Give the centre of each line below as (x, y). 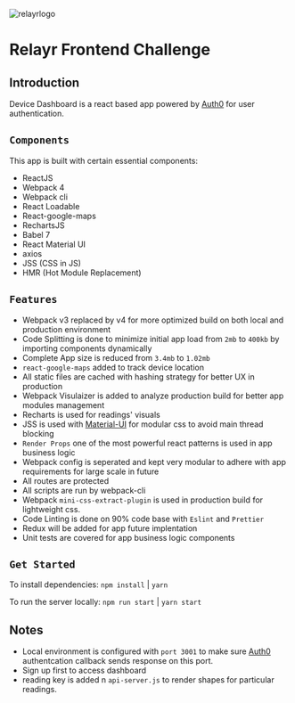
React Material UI (54, 244)
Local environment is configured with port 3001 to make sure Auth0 (147, 651)
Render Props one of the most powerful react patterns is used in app (147, 443)
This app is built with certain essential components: (104, 160)
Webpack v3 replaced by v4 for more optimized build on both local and (153, 320)
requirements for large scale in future (90, 471)
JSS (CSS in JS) (52, 263)
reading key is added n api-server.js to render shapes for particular (148, 680)
